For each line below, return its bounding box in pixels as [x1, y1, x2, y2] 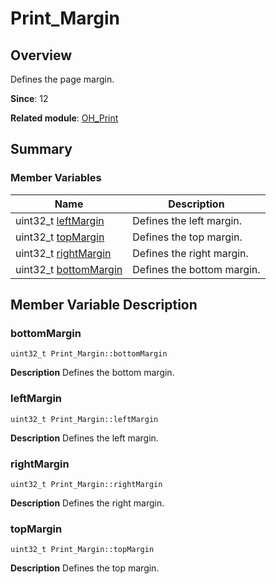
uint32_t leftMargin [15, 213, 105, 227]
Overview [10, 47, 73, 64]
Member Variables [10, 171, 102, 185]
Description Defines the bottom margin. [10, 367, 175, 379]
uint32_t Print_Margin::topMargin [10, 545, 155, 555]
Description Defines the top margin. [10, 562, 160, 574]
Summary [10, 141, 73, 158]
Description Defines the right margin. [10, 497, 165, 509]
